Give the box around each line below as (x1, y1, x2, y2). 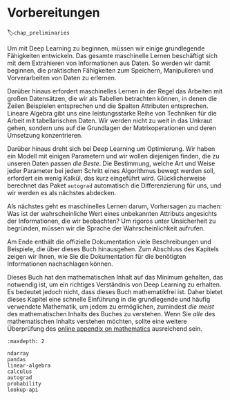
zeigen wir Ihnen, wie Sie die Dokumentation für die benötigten (7, 252, 186, 260)
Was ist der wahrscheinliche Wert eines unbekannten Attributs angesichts (7, 209, 218, 217)
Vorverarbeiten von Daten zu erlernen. (7, 73, 117, 82)
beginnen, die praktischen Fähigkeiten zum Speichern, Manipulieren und (7, 66, 213, 74)
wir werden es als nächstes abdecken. (7, 188, 117, 197)
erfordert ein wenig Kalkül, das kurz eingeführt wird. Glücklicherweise (7, 174, 207, 182)
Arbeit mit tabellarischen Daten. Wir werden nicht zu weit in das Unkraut (7, 116, 213, 125)
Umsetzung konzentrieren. (7, 131, 83, 139)
